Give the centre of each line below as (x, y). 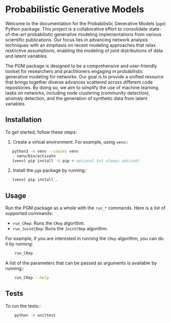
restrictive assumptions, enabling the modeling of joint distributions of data (84, 50)
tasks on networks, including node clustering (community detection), (78, 93)
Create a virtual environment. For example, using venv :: (70, 142)
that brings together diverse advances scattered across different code (79, 82)
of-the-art (16, 34)
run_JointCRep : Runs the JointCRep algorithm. (60, 229)
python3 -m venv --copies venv (45, 151)
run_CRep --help (32, 278)
